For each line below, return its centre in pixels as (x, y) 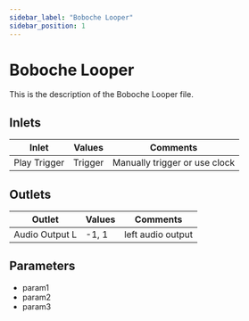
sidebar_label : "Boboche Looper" (71, 17)
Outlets (30, 194)
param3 (37, 306)
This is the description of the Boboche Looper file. (101, 95)
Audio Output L (46, 235)
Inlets (25, 123)
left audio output (158, 235)
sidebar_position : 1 (48, 26)
